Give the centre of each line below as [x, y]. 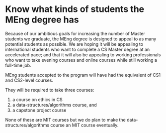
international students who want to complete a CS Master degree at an [78, 49]
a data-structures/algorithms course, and [54, 105]
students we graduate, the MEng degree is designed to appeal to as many [81, 39]
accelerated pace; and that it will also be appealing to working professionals [83, 55]
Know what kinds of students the [75, 9]
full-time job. [18, 65]
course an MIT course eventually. [84, 125]
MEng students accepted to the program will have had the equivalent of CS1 [83, 75]
